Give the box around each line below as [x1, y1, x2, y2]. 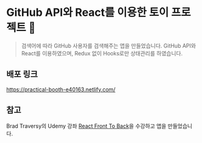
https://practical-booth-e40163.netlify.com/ [6, 86, 116, 93]
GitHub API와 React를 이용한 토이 [6, 5, 169, 19]
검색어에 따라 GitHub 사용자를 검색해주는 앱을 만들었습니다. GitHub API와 [21, 42, 197, 49]
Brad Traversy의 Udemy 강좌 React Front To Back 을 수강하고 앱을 [6, 122, 167, 130]
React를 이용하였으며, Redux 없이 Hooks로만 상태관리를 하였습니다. [21, 49, 183, 57]
